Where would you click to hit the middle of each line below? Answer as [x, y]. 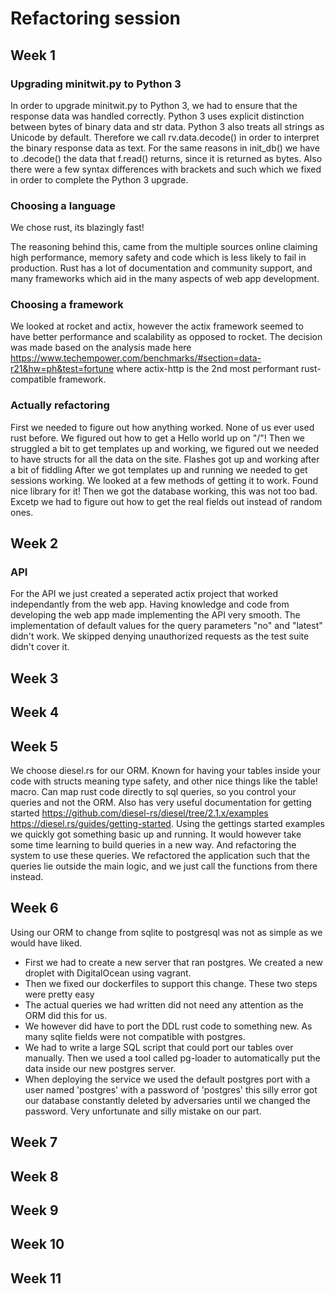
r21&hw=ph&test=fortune [62, 369]
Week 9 [34, 1210]
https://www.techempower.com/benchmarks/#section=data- [136, 358]
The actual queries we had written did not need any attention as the [164, 1004]
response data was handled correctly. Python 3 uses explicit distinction [157, 116]
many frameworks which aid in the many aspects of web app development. [165, 279]
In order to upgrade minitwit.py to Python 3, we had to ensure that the [154, 105]
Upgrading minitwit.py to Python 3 [96, 84]
